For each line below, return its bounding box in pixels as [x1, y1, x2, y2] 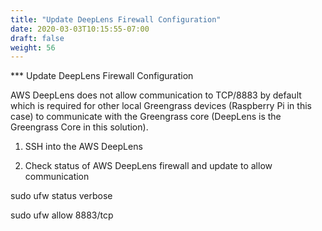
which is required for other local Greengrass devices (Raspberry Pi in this [10, 100, 312, 112]
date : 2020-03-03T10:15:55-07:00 [10, 24, 150, 34]
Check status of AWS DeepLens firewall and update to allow [24, 160, 273, 172]
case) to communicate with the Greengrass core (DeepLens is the [10, 111, 282, 123]
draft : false [10, 33, 65, 43]
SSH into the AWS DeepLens [24, 141, 143, 153]
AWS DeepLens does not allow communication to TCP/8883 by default [10, 89, 302, 101]
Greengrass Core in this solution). [10, 121, 149, 133]
